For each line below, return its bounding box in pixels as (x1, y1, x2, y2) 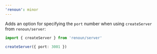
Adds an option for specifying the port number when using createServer (5, 21, 153, 27)
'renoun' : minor (5, 7, 38, 12)
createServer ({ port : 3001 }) (5, 44, 67, 49)
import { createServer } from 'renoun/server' (5, 35, 102, 40)
